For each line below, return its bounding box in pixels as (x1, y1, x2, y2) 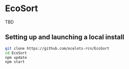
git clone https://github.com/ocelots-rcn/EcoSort (5, 46, 110, 51)
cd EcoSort (5, 51, 27, 55)
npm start (5, 59, 25, 65)
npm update (5, 55, 27, 60)
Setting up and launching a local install (5, 33, 125, 41)
